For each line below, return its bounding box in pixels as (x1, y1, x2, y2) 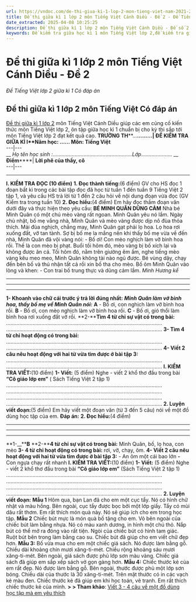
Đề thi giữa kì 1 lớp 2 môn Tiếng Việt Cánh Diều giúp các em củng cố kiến (6, 119, 183, 126)
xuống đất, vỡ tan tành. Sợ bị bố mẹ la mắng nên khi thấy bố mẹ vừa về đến (6, 229, 188, 237)
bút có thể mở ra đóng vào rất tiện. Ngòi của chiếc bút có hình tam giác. (6, 527, 179, 534)
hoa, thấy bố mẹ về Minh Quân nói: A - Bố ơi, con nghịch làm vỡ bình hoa (6, 300, 185, 307)
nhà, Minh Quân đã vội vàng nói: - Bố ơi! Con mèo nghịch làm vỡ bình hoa (6, 236, 183, 243)
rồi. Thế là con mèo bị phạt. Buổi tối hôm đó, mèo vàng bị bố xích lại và (6, 242, 177, 249)
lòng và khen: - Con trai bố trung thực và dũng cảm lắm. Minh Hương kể (6, 267, 179, 274)
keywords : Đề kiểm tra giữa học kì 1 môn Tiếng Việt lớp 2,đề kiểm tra (6, 30, 184, 36)
